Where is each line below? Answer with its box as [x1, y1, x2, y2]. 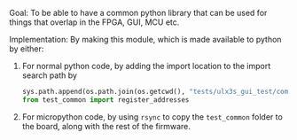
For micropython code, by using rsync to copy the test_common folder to [21, 111, 284, 122]
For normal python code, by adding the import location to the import [21, 61, 271, 71]
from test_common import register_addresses [21, 95, 190, 105]
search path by [21, 70, 78, 81]
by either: [9, 43, 44, 54]
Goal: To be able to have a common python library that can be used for [9, 8, 268, 18]
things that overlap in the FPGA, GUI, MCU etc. [9, 17, 180, 27]
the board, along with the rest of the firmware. [21, 121, 191, 131]
